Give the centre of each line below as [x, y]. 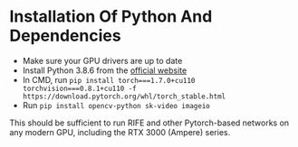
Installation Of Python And [111, 17]
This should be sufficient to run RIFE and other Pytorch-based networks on [149, 123]
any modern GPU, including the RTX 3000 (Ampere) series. [120, 132]
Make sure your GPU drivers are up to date [102, 60]
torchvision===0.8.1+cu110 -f [80, 88]
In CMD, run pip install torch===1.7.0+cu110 [109, 79]
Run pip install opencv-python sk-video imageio [116, 105]
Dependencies [65, 36]
